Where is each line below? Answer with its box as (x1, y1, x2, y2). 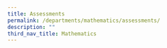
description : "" (7, 23, 55, 30)
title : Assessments (7, 10, 65, 18)
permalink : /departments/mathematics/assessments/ (7, 17, 161, 24)
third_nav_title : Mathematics (7, 30, 97, 37)
